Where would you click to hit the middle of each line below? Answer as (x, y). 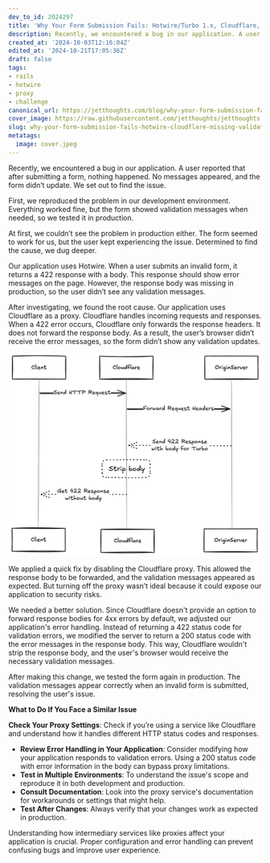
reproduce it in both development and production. (102, 783)
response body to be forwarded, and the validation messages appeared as (132, 577)
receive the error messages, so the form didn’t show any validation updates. (135, 341)
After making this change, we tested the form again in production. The (125, 677)
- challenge (28, 102)
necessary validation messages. (61, 661)
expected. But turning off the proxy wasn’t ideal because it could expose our (135, 586)
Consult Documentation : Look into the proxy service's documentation (137, 791)
